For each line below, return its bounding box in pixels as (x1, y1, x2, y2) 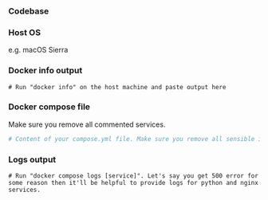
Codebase (8, 6, 49, 17)
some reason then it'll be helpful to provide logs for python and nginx (8, 178, 259, 186)
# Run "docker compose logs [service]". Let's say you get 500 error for (8, 171, 259, 180)
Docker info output (8, 65, 83, 76)
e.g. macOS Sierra (8, 45, 69, 55)
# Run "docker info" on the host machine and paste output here (8, 83, 227, 91)
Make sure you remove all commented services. (8, 120, 166, 129)
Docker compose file (8, 101, 90, 112)
